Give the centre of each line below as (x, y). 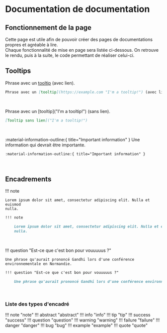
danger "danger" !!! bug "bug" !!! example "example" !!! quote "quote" (77, 325)
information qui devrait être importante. (45, 145)
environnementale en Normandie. (39, 264)
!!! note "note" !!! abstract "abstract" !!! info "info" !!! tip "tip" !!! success (78, 315)
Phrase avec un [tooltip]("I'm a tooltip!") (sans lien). (58, 111)
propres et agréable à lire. (32, 45)
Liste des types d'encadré (37, 304)
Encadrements (28, 179)
